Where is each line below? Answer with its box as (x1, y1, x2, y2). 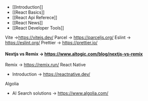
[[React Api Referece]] (12, 15, 58, 20)
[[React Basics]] (12, 9, 45, 15)
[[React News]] (12, 20, 43, 25)
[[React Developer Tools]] (12, 25, 64, 31)
